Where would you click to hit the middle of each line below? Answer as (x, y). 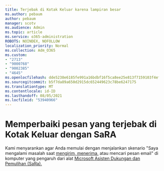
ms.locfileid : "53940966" (31, 100)
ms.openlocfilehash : (26, 77)
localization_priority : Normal (37, 46)
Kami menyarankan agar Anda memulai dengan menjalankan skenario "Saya (82, 148)
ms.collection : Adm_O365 (30, 50)
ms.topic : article (24, 32)
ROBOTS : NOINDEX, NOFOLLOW (32, 41)
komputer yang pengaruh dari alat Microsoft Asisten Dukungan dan (73, 158)
